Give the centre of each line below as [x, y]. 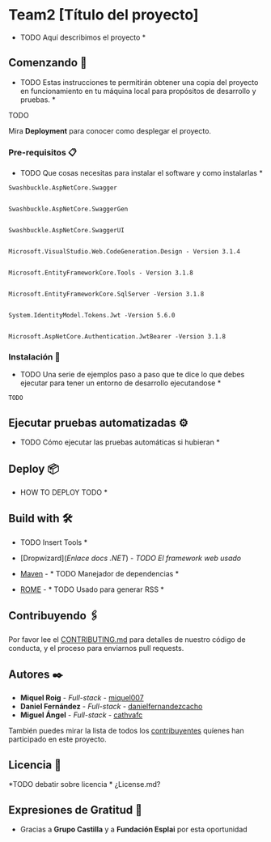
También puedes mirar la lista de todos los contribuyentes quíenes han [126, 731]
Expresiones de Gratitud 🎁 [76, 810]
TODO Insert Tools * [53, 542]
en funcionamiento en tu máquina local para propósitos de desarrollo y [138, 91]
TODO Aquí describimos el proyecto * [83, 37]
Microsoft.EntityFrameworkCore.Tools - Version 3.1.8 [101, 273]
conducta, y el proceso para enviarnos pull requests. [96, 648]
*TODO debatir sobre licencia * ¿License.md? [85, 785]
